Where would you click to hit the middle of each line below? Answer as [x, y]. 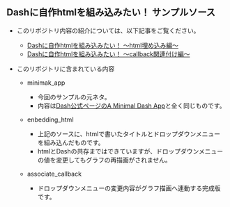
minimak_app [46, 83]
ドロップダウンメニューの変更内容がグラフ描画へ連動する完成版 [129, 188]
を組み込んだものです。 [71, 142]
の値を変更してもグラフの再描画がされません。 [104, 160]
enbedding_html [50, 119]
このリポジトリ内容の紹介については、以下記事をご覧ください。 [108, 31]
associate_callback [54, 174]
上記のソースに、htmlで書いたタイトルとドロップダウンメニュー [129, 133]
